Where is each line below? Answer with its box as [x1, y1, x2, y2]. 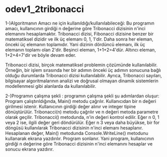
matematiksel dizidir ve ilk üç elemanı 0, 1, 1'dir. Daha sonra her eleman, [5, 36, 153, 42]
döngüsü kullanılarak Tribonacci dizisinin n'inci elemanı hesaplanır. [5, 124, 143, 131]
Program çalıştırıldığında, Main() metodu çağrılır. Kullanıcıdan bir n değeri [5, 98, 156, 104]
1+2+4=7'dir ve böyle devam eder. [5, 52, 76, 58]
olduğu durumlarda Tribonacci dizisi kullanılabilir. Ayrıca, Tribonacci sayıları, [5, 72, 162, 78]
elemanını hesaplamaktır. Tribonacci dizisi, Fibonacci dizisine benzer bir [5, 31, 154, 37]
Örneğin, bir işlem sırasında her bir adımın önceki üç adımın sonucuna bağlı [5, 67, 161, 73]
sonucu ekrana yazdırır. [5, 146, 54, 152]
